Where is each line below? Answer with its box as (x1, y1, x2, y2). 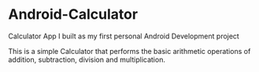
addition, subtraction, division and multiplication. (8, 55, 165, 64)
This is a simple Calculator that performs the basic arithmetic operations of (8, 46, 251, 56)
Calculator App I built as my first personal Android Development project (8, 31, 240, 41)
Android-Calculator (8, 5, 139, 23)
